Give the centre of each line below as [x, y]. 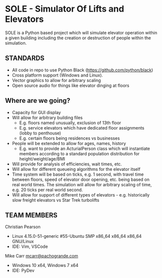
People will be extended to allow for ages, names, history [69, 143]
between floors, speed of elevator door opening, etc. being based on [81, 179]
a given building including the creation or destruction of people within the [78, 38]
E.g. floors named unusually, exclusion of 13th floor [70, 123]
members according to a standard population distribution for [79, 153]
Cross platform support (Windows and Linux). [57, 75]
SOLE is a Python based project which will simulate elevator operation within [81, 33]
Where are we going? [38, 101]
